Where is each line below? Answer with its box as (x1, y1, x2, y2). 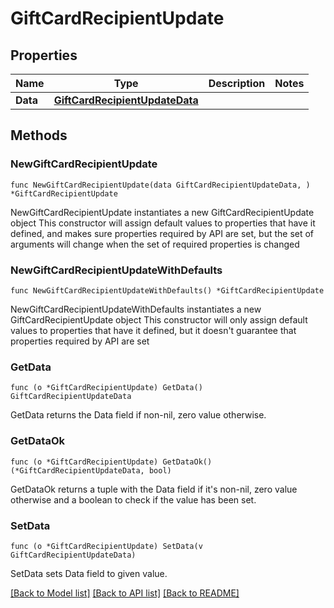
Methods (10, 127, 68, 144)
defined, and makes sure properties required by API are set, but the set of (10, 227, 315, 239)
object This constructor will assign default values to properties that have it (10, 217, 316, 229)
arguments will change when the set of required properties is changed (10, 238, 300, 250)
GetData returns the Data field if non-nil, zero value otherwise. (10, 409, 267, 421)
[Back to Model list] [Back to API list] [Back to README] (10, 587, 240, 599)
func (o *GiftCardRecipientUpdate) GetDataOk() (10, 457, 213, 467)
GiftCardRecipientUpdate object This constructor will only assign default (10, 313, 308, 326)
